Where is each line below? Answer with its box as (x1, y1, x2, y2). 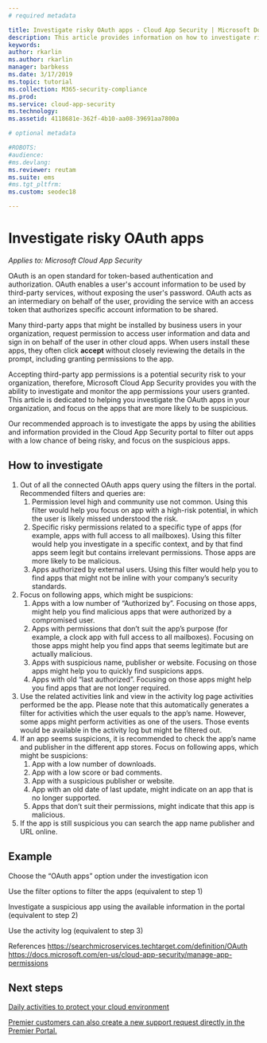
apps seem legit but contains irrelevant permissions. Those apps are (31, 547, 256, 557)
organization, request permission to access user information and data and (8, 328, 250, 338)
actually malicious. (31, 649, 93, 658)
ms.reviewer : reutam (8, 166, 77, 174)
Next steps (8, 981, 64, 994)
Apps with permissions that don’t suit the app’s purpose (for (31, 623, 228, 633)
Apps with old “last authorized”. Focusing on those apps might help (31, 674, 252, 684)
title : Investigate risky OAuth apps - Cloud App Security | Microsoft (8, 25, 250, 34)
